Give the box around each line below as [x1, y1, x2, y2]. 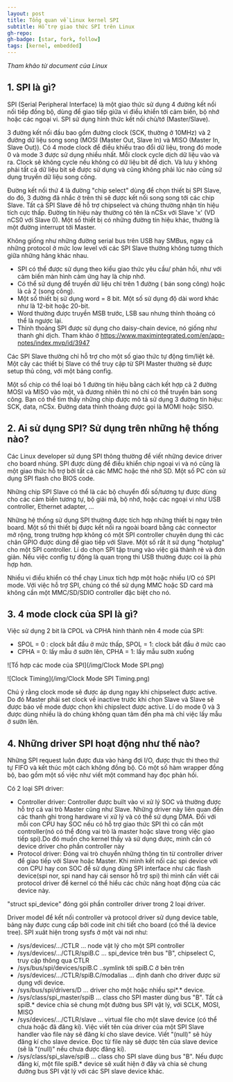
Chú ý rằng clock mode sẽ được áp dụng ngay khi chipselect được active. [7, 688, 217, 696]
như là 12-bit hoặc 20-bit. [17, 302, 90, 310]
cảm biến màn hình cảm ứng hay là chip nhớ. [17, 272, 146, 280]
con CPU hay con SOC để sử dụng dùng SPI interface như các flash [17, 864, 212, 873]
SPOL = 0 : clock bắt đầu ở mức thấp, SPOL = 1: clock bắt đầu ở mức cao [17, 640, 226, 648]
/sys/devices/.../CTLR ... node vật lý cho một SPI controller [17, 942, 185, 950]
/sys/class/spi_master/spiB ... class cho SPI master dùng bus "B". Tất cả [17, 993, 223, 1001]
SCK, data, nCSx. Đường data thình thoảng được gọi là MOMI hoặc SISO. [7, 402, 214, 411]
